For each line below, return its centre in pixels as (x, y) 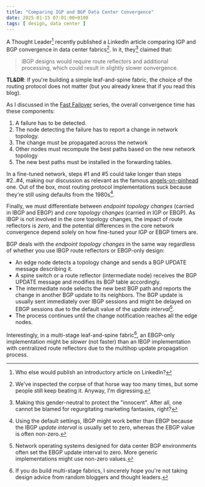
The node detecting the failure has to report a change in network (96, 129)
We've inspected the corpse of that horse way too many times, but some (106, 384)
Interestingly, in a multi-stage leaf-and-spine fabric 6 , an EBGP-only (91, 334)
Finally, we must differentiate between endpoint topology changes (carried (100, 206)
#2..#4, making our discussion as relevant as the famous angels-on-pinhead (102, 180)
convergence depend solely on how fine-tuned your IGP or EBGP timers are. (102, 232)
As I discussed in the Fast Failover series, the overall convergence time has (101, 104)
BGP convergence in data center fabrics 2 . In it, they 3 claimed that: (89, 49)
